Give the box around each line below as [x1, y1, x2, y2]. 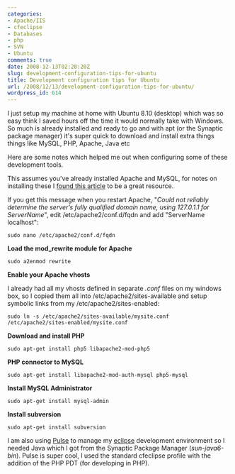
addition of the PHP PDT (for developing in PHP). [7, 459, 150, 468]
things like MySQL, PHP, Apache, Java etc [7, 139, 131, 148]
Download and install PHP [7, 331, 85, 341]
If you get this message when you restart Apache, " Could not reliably [7, 196, 209, 204]
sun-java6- [190, 444, 224, 453]
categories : [7, 10, 42, 18]
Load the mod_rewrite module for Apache [7, 244, 132, 253]
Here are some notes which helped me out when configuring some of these [7, 153, 228, 162]
